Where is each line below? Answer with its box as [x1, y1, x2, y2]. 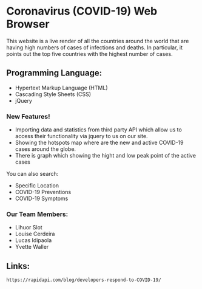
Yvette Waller [15, 243, 49, 251]
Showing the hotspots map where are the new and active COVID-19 [15, 139, 184, 147]
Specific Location [15, 182, 59, 189]
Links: [6, 260, 30, 271]
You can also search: [6, 170, 59, 178]
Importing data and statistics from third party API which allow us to [15, 126, 182, 133]
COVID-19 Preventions [15, 189, 72, 196]
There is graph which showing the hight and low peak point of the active [15, 152, 196, 159]
